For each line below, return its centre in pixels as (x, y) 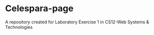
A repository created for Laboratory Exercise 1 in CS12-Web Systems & (77, 22)
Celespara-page (39, 9)
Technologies (19, 27)
